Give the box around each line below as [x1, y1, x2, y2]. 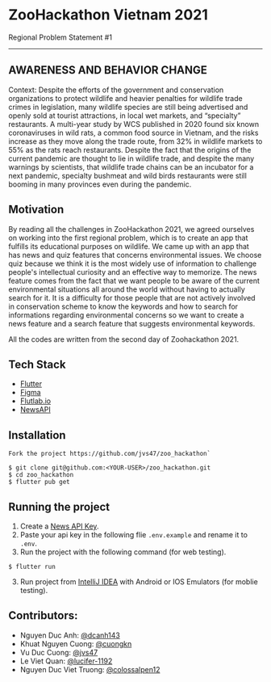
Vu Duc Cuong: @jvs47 [19, 647, 98, 657]
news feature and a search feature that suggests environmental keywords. [8, 318, 256, 328]
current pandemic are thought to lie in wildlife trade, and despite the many [8, 154, 255, 163]
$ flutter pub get [8, 478, 70, 486]
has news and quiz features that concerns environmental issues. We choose [8, 250, 262, 259]
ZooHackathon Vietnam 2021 [8, 6, 208, 24]
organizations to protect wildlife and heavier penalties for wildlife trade [8, 93, 244, 103]
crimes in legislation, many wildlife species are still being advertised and [8, 102, 248, 112]
